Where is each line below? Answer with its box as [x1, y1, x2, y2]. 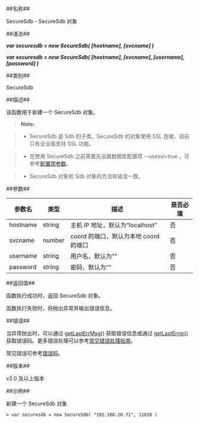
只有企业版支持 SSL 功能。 [29, 140, 95, 147]
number [43, 236, 65, 244]
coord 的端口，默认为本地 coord [70, 233, 160, 240]
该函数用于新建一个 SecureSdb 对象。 [6, 109, 99, 115]
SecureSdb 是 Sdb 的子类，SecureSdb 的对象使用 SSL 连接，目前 [29, 133, 190, 140]
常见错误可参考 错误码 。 [6, 350, 63, 357]
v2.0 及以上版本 [6, 375, 44, 382]
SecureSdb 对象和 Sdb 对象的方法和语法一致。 [29, 173, 144, 179]
